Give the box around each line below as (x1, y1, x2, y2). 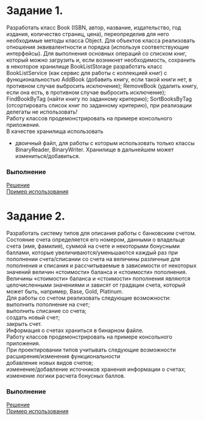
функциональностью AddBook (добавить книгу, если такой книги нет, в (6, 76, 192, 83)
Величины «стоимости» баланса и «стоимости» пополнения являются (6, 275, 191, 282)
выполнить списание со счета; (6, 308, 87, 315)
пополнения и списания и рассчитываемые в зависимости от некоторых (6, 262, 197, 269)
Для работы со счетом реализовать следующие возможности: (6, 294, 171, 302)
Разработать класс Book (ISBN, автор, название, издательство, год (6, 24, 181, 31)
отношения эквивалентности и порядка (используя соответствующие (6, 43, 189, 51)
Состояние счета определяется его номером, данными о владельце (6, 236, 185, 243)
